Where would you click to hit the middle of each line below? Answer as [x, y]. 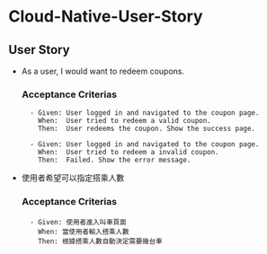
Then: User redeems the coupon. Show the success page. [147, 129]
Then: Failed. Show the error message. [115, 160]
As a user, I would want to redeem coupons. [103, 71]
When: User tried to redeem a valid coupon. [125, 121]
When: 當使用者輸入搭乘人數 [84, 232]
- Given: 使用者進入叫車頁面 [78, 222]
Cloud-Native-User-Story [106, 17]
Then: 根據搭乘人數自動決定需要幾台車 [100, 241]
